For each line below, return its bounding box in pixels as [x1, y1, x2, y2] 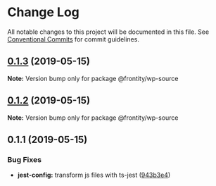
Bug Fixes [7, 154, 42, 164]
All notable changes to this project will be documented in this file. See [7, 27, 210, 36]
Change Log [7, 4, 80, 20]
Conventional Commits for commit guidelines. [7, 35, 139, 43]
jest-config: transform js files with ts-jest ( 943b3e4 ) [17, 170, 171, 180]
